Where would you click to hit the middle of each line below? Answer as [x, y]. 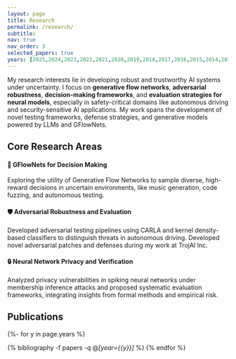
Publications [35, 317]
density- [206, 230]
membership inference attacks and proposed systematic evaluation [105, 287]
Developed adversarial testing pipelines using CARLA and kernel [100, 230]
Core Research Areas [55, 147]
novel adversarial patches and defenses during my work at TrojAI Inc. [108, 245]
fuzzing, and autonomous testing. [56, 195]
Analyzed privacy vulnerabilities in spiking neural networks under [102, 279]
